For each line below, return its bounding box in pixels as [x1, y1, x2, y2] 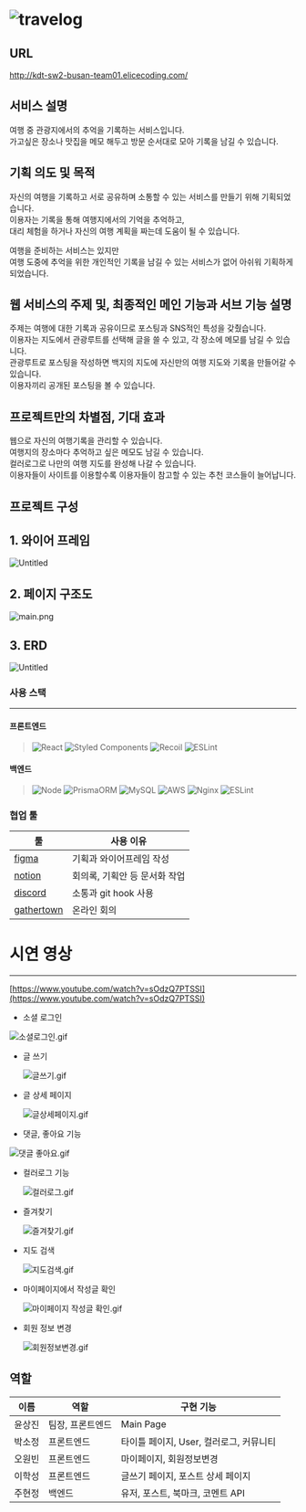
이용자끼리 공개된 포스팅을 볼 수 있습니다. [9, 380, 156, 391]
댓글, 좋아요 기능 [22, 1128, 82, 1139]
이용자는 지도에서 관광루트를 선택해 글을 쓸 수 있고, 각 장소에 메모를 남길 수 [9, 334, 274, 345]
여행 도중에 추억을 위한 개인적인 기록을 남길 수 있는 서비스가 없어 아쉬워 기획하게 [9, 256, 294, 267]
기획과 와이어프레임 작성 [72, 852, 170, 865]
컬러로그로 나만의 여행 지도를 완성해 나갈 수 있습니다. [9, 458, 197, 470]
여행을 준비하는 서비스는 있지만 [9, 245, 120, 256]
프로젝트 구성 [9, 499, 79, 514]
